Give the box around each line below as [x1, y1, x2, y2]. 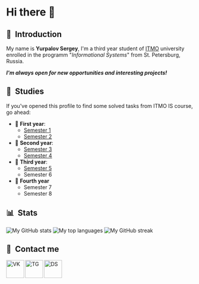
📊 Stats [6, 208, 38, 218]
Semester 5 [23, 164, 52, 172]
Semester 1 [23, 126, 52, 134]
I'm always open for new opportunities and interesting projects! [6, 69, 168, 76]
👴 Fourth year [14, 177, 49, 184]
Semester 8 [23, 190, 52, 197]
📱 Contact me [6, 244, 59, 254]
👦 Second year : [14, 139, 53, 146]
